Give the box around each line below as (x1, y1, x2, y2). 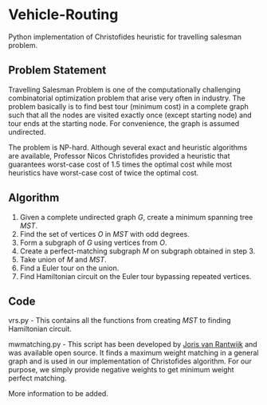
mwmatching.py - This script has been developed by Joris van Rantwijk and (8, 340, 257, 349)
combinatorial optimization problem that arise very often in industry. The (8, 93, 245, 103)
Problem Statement (8, 64, 107, 77)
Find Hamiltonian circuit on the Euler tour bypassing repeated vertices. (19, 271, 252, 281)
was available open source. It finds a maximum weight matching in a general (8, 348, 259, 358)
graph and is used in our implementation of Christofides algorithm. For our (8, 356, 253, 366)
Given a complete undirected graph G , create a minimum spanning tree (19, 212, 253, 222)
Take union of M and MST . (19, 254, 108, 264)
